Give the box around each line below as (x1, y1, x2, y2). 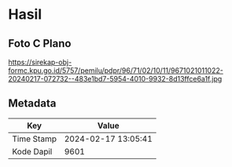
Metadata (8, 96, 57, 111)
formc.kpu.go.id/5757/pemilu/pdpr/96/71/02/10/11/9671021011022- (8, 66, 224, 75)
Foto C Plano (8, 37, 72, 50)
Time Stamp (12, 133, 57, 144)
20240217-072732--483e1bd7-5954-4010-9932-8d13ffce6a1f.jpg (8, 74, 223, 83)
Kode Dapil (12, 146, 53, 157)
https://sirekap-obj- (8, 57, 72, 67)
